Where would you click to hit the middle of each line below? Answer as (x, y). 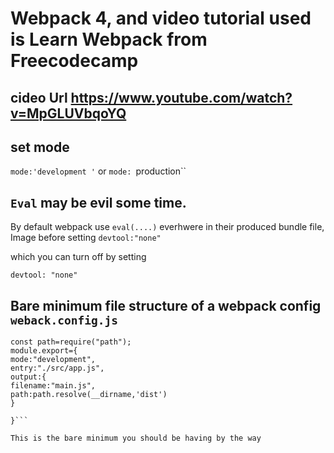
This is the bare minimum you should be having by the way (136, 438)
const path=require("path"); (71, 342)
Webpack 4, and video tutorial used (161, 18)
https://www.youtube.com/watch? (181, 97)
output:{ (28, 377)
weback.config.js (64, 320)
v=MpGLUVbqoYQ (68, 113)
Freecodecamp (74, 61)
